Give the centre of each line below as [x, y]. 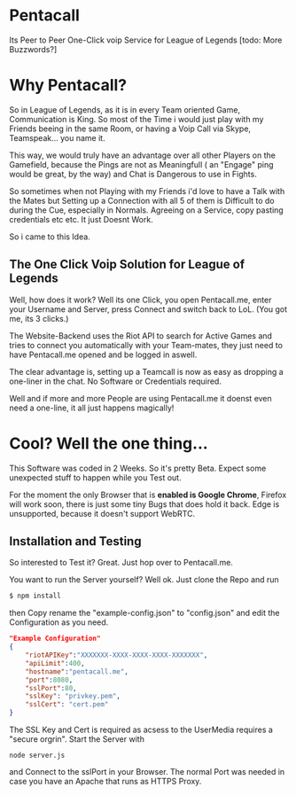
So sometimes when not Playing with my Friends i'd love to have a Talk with [147, 191]
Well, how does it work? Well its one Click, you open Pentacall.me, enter [140, 300]
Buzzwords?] [33, 49]
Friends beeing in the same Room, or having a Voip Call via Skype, [130, 129]
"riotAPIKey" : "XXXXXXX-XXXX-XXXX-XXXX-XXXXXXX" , [117, 655]
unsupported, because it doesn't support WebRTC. [102, 513]
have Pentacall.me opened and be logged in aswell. [103, 355]
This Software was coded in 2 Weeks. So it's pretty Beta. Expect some [138, 468]
